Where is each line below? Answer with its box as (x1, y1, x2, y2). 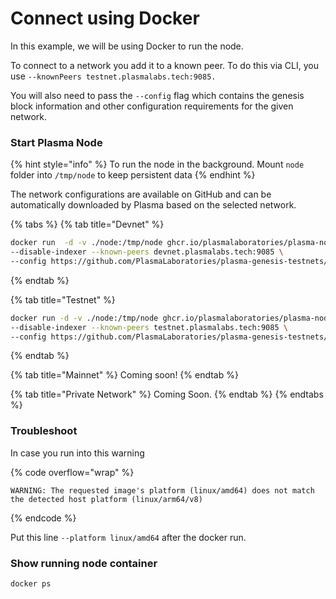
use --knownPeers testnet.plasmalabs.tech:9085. (10, 70, 217, 82)
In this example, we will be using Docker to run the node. (10, 40, 244, 52)
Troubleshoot (10, 424, 78, 438)
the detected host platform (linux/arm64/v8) (10, 494, 203, 504)
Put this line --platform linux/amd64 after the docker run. (10, 531, 247, 543)
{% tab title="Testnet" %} (10, 293, 116, 306)
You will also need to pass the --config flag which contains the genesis (10, 89, 305, 101)
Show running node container (10, 556, 158, 570)
